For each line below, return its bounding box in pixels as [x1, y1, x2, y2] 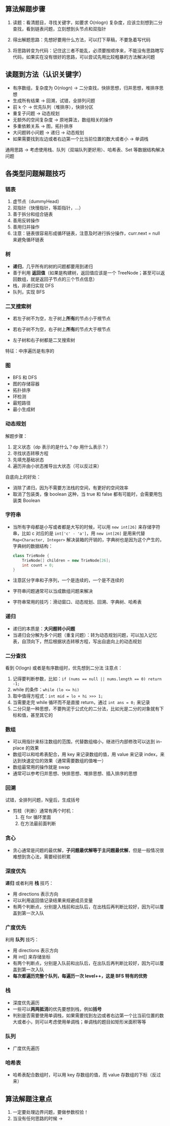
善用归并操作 [12, 224, 40, 230]
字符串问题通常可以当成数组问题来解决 [12, 588, 93, 594]
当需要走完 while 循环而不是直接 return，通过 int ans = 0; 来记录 [12, 699, 150, 705]
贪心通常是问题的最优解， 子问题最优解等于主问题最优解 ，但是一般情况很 [12, 847, 164, 853]
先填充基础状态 [12, 456, 44, 463]
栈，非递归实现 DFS [12, 282, 54, 288]
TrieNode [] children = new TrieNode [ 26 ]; [22, 558, 111, 563]
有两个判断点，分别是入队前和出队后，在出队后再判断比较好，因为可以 [12, 960, 160, 966]
